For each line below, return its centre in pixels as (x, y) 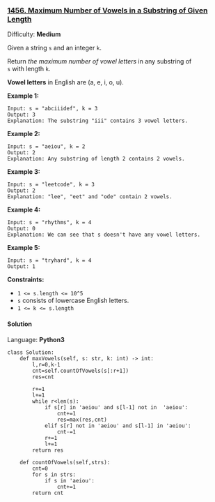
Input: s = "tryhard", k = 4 (49, 260)
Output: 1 (22, 267)
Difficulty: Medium (34, 34)
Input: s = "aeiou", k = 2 (46, 147)
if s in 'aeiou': (70, 480)
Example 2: (24, 134)
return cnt (48, 493)
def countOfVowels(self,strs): (65, 462)
